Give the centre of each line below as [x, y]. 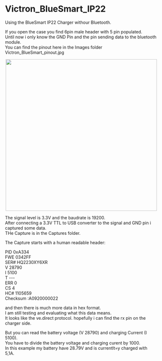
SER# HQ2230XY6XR [26, 262]
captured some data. [26, 228]
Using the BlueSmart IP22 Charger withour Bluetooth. [58, 22]
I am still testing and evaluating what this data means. [58, 313]
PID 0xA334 [17, 252]
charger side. [18, 323]
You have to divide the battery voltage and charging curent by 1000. [73, 343]
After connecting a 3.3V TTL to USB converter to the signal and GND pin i [78, 223]
